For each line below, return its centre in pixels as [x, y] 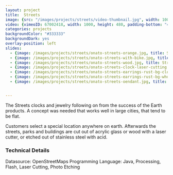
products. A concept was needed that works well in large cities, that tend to [85, 110]
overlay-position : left [31, 44]
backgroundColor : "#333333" [36, 34]
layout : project [23, 10]
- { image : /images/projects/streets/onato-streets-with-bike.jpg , [83, 58]
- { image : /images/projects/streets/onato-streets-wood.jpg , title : [85, 63]
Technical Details [28, 150]
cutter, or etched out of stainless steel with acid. [56, 137]
